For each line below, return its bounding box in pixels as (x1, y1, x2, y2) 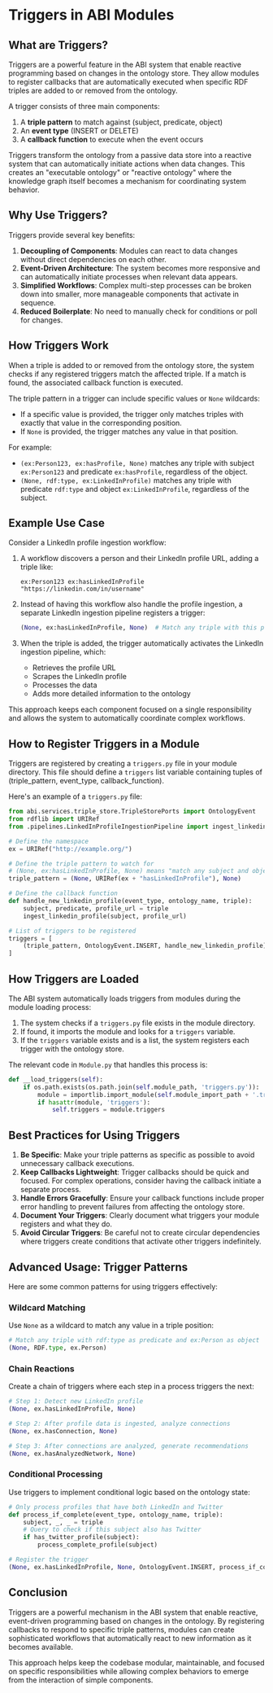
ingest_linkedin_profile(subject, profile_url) (23, 912, 187, 920)
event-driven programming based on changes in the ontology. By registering (8, 1616, 265, 1625)
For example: (8, 442, 53, 452)
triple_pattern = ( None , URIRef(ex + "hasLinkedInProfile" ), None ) (8, 875, 242, 883)
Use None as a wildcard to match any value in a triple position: (8, 1321, 214, 1331)
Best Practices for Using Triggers (8, 1128, 180, 1142)
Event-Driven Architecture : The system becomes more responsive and (19, 263, 261, 273)
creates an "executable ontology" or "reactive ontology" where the (8, 168, 232, 177)
